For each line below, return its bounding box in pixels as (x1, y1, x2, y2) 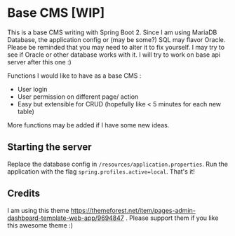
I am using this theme (7, 206, 69, 214)
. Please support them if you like (125, 214, 219, 222)
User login (17, 85, 48, 93)
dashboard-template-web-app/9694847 (7, 214, 124, 222)
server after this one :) (7, 57, 72, 66)
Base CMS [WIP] (7, 5, 105, 21)
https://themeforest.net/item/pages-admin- (70, 206, 196, 214)
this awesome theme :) (7, 221, 74, 229)
